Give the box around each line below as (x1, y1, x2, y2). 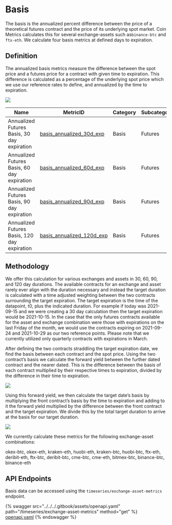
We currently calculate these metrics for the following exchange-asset (5, 433, 154, 440)
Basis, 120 (8, 232, 34, 239)
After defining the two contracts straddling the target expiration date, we (5, 345, 158, 352)
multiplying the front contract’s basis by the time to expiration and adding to (5, 398, 165, 404)
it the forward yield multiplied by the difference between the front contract (5, 403, 162, 409)
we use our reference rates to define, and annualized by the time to (5, 81, 147, 87)
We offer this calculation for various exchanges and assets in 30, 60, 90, (5, 275, 158, 282)
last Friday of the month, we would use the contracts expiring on (5, 324, 141, 331)
